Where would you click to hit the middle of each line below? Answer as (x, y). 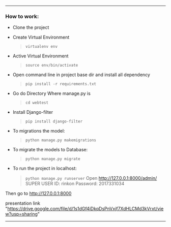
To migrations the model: (39, 131)
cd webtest (37, 103)
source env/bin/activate (52, 66)
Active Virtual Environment (40, 56)
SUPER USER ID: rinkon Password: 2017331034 (75, 184)
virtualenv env (41, 47)
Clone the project (31, 27)
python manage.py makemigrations (61, 140)
